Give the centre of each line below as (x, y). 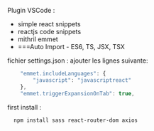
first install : (24, 107)
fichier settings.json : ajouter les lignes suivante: (78, 61)
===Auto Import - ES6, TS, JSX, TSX (71, 47)
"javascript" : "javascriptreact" (82, 80)
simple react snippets (49, 24)
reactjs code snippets (49, 32)
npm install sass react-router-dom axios (76, 120)
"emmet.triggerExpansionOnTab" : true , (77, 93)
